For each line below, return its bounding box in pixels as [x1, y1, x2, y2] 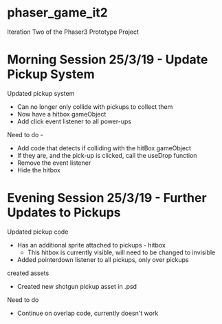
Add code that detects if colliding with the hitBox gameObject [16, 143, 191, 152]
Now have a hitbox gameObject [16, 110, 107, 118]
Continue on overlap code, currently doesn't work [16, 309, 159, 317]
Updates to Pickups [7, 205, 122, 221]
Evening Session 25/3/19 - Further [7, 190, 208, 206]
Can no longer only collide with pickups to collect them [16, 102, 173, 111]
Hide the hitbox [16, 165, 60, 174]
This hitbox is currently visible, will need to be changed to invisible [27, 248, 216, 256]
